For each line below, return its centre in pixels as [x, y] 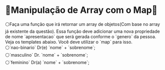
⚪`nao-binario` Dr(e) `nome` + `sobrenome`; [50, 47]
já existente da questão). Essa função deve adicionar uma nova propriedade [82, 31]
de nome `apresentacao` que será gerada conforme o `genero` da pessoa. [81, 36]
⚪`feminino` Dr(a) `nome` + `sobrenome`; [47, 62]
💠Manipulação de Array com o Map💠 [82, 10]
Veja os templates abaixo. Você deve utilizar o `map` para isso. [69, 42]
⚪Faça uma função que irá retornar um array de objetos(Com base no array [83, 24]
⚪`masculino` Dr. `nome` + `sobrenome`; [46, 55]
